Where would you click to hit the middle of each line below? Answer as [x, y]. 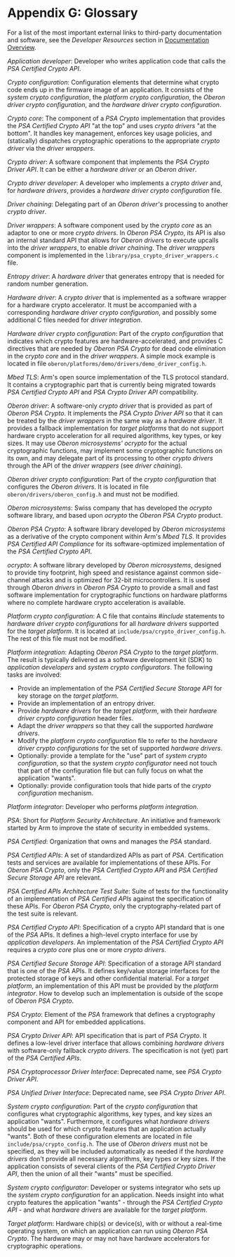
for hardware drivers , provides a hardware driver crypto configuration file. [115, 190]
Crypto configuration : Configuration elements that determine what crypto [113, 82]
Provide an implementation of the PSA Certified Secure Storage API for [120, 688]
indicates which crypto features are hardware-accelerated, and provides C [115, 341]
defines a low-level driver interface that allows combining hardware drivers [116, 1043]
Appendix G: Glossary [73, 13]
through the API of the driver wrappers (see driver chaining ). [95, 465]
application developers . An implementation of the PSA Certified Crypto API [115, 942]
